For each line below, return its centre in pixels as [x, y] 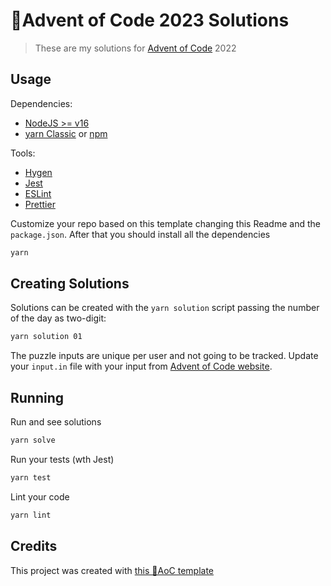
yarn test [31, 478]
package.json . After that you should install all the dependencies [140, 234]
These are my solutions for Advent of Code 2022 [135, 48]
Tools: [23, 153]
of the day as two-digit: [58, 318]
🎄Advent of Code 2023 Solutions [150, 20]
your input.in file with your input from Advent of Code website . [141, 366]
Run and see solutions [56, 422]
